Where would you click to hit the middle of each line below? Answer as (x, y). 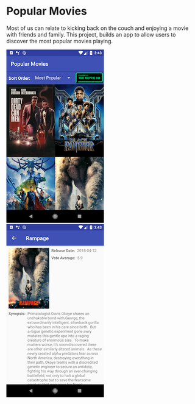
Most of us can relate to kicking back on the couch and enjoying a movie (97, 28)
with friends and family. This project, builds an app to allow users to (91, 34)
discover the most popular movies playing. (60, 41)
